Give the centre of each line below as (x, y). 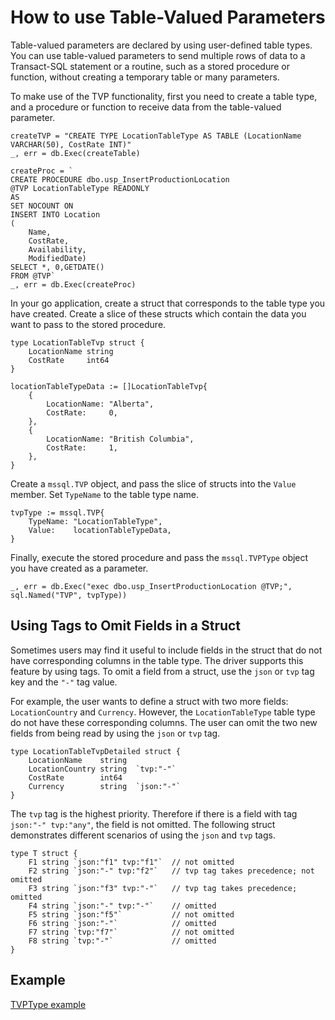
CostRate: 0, (82, 412)
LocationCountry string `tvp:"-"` (102, 769)
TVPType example (48, 1004)
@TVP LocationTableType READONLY (80, 188)
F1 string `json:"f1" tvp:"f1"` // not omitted (131, 862)
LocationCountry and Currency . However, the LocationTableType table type (163, 712)
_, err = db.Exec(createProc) (73, 284)
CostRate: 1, (82, 447)
